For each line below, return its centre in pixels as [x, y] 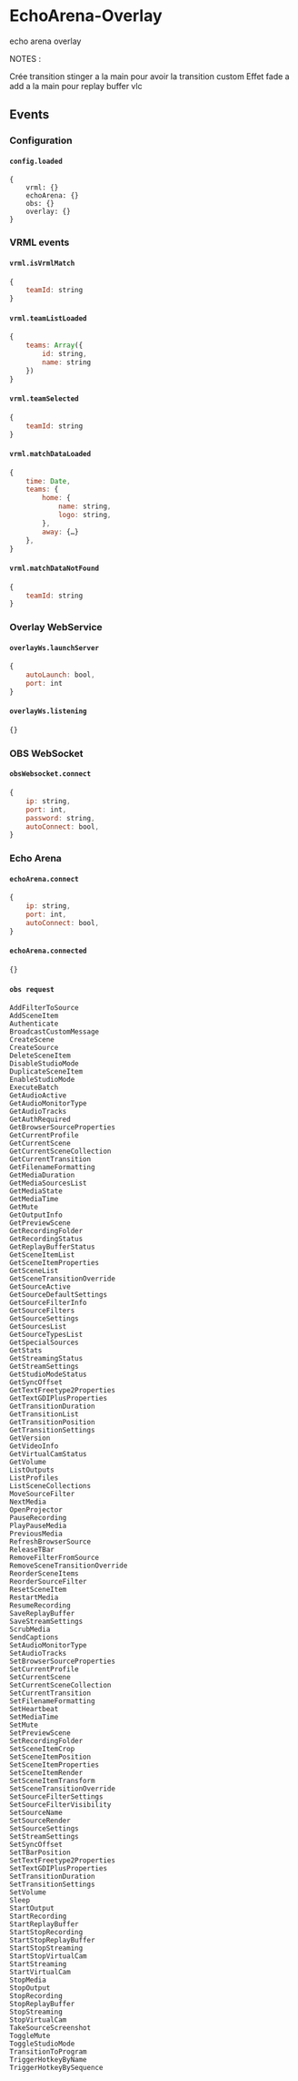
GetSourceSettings [44, 1319]
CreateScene [32, 1040]
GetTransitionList [44, 1414]
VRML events [40, 242]
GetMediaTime [34, 1199]
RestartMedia [34, 1598]
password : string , [60, 818]
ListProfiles [34, 1478]
